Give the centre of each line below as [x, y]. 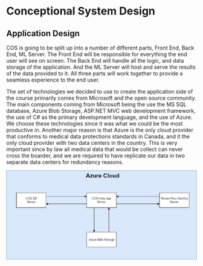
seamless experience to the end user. [53, 80]
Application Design [43, 33]
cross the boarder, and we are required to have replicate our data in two [96, 156]
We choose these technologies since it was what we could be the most [95, 124]
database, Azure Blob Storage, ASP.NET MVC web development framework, [101, 111]
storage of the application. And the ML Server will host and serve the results [101, 67]
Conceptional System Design [81, 11]
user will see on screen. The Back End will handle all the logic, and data [95, 61]
